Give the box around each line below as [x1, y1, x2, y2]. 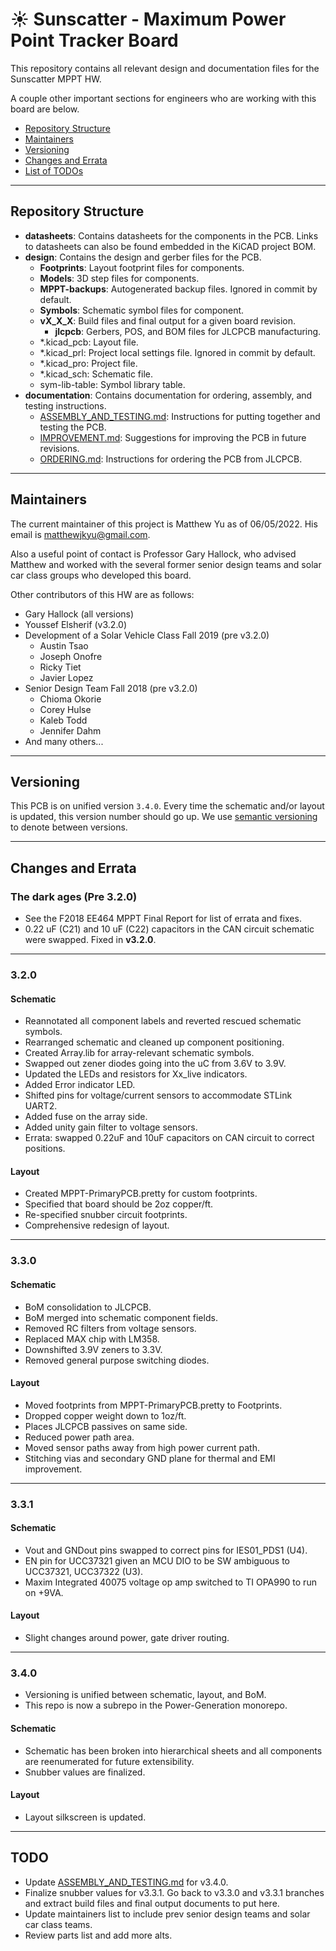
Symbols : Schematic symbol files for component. [39, 304, 245, 316]
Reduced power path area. [24, 1431, 135, 1443]
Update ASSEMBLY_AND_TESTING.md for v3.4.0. [24, 1876, 229, 1888]
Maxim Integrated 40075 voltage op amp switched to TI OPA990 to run [24, 1576, 317, 1588]
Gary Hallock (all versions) [24, 608, 135, 620]
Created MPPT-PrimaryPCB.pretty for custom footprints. [24, 1188, 258, 1200]
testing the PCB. [39, 421, 107, 433]
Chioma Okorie [39, 693, 102, 705]
